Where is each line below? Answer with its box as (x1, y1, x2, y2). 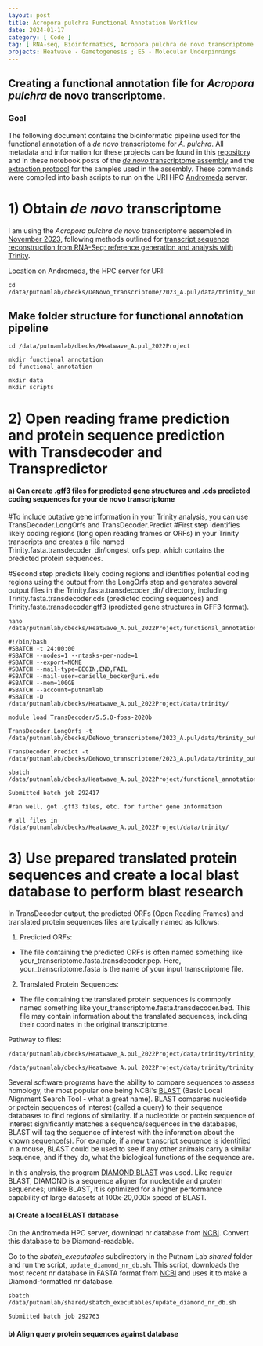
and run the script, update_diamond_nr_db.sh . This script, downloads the (8, 1260, 240, 1269)
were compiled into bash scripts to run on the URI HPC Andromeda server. (8, 172, 248, 181)
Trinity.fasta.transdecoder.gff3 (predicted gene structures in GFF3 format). (8, 602, 249, 611)
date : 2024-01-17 (8, 26, 65, 34)
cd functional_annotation (8, 363, 92, 371)
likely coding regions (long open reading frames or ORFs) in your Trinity (8, 528, 240, 538)
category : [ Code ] (8, 33, 72, 42)
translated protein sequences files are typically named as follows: (8, 917, 220, 926)
